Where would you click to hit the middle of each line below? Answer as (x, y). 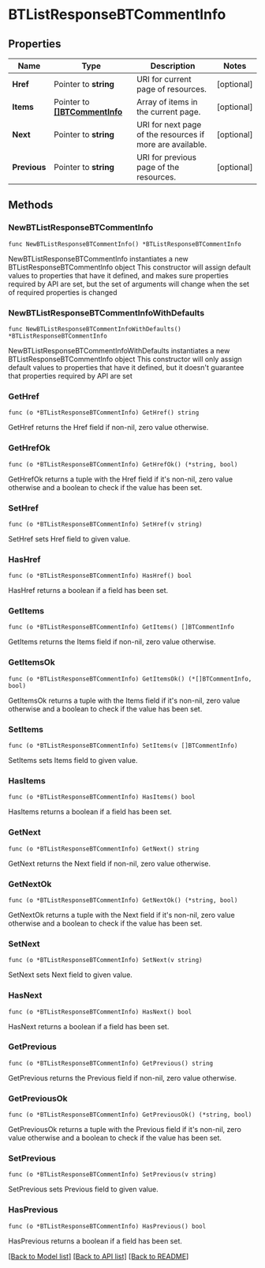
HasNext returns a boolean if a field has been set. (89, 1026)
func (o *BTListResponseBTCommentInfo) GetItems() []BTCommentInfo (121, 627)
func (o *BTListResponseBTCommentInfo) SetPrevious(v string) (112, 1175)
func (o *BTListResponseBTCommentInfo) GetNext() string (104, 849)
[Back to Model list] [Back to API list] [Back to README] (99, 1256)
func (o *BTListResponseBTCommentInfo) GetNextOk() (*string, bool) (123, 900)
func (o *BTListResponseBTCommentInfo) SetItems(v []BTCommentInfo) (123, 746)
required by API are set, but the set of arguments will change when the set (129, 284)
